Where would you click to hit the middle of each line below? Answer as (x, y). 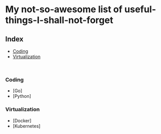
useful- (140, 9)
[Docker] (22, 120)
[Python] (22, 96)
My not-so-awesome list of (64, 9)
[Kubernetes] (26, 126)
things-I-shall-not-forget (59, 20)
